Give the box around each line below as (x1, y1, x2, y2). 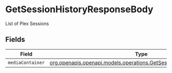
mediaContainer (8, 60, 45, 65)
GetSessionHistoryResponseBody (5, 4, 154, 15)
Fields (5, 35, 26, 44)
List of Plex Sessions (5, 20, 49, 27)
